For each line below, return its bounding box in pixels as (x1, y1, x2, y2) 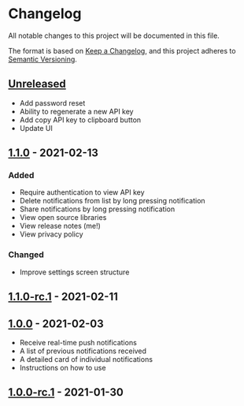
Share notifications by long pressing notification (19, 204, 176, 214)
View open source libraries (19, 213, 107, 222)
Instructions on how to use (19, 363, 106, 372)
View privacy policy (19, 229, 84, 239)
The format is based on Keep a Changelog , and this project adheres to (8, 46, 236, 55)
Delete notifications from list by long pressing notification (19, 196, 206, 206)
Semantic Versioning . (8, 54, 77, 64)
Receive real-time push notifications (19, 337, 138, 347)
